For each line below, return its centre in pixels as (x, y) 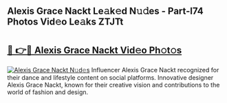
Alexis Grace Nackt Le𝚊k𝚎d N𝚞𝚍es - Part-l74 (106, 11)
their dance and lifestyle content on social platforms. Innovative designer (110, 77)
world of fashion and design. (48, 92)
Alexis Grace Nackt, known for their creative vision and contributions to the (113, 85)
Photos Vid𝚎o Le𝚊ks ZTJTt (65, 22)
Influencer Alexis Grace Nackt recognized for (155, 70)
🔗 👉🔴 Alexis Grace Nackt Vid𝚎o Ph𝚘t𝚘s (95, 50)
